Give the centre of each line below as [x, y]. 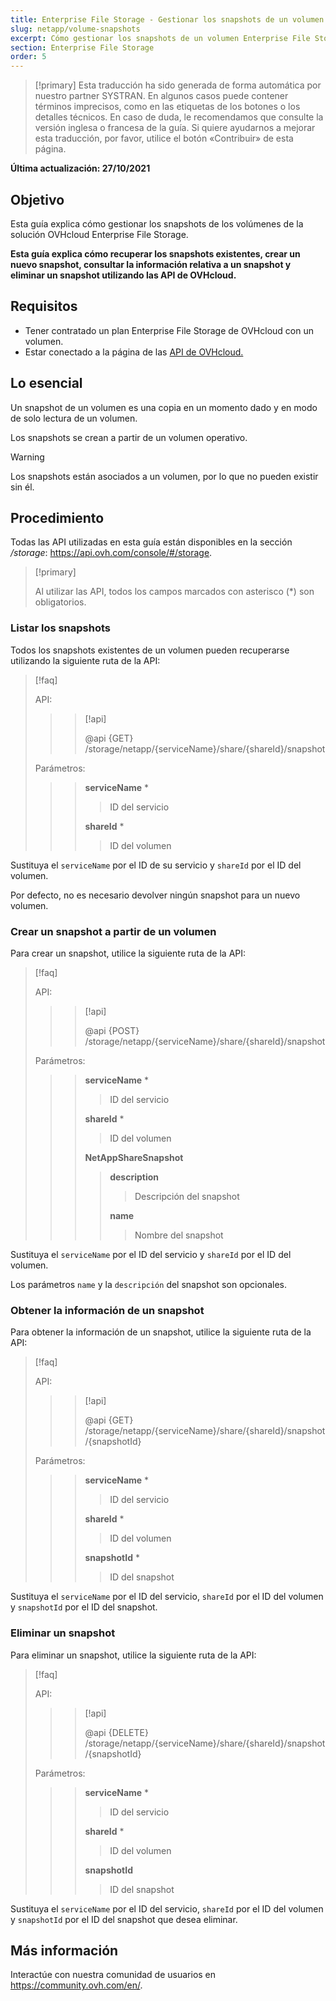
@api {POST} [112, 1030]
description [134, 1177]
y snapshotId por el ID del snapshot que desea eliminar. [124, 1919]
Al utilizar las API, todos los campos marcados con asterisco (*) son [174, 592]
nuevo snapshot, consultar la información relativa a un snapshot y [151, 264]
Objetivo [37, 199]
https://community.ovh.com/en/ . [76, 1985]
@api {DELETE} [116, 1732]
